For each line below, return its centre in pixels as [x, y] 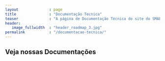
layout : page [34, 10]
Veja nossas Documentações [51, 52]
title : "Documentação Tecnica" [54, 14]
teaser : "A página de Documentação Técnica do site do [78, 19]
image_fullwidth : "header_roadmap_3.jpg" [57, 28]
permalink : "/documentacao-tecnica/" [56, 32]
